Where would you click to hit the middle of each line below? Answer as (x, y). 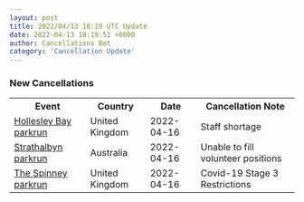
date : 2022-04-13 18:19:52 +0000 (72, 34)
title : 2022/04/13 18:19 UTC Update (78, 26)
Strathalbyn (38, 148)
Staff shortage (231, 127)
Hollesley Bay (43, 121)
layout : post (34, 18)
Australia (109, 153)
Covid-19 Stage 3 (239, 173)
